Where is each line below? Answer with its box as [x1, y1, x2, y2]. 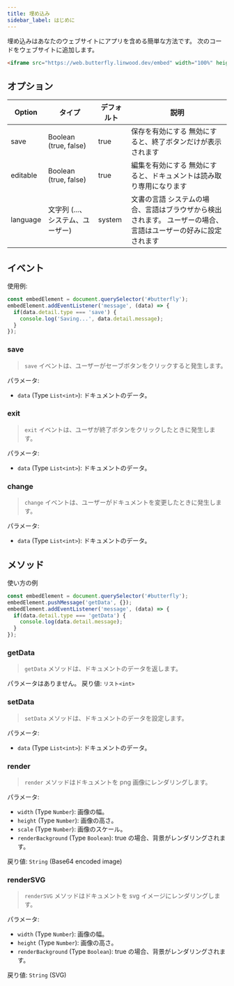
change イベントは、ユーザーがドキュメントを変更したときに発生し [24, 499, 216, 507]
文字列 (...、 [47, 205, 87, 214]
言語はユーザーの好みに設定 [131, 226, 222, 235]
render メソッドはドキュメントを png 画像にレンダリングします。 [24, 778, 212, 786]
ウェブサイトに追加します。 [19, 45, 99, 54]
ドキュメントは [151, 171, 201, 181]
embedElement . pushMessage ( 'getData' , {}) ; [7, 599, 132, 606]
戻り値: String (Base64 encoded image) [7, 857, 123, 866]
